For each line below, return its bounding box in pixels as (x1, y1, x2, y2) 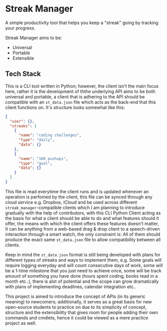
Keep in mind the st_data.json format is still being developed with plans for (5, 252, 161, 258)
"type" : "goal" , (18, 161, 52, 166)
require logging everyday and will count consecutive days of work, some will (5, 262, 163, 268)
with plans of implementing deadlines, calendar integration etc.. (5, 283, 136, 289)
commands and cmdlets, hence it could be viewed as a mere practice (5, 314, 148, 320)
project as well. (5, 320, 36, 326)
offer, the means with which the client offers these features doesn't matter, (5, 220, 159, 227)
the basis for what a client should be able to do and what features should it (5, 215, 159, 221)
